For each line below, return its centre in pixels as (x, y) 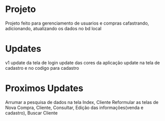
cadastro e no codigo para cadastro (42, 68)
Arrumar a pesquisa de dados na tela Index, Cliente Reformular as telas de (82, 102)
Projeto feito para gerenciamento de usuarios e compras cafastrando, (77, 23)
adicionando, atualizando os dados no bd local (53, 28)
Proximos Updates (44, 88)
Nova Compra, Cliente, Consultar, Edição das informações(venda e (74, 107)
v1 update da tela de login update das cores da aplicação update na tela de (82, 63)
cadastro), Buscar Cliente (31, 113)
